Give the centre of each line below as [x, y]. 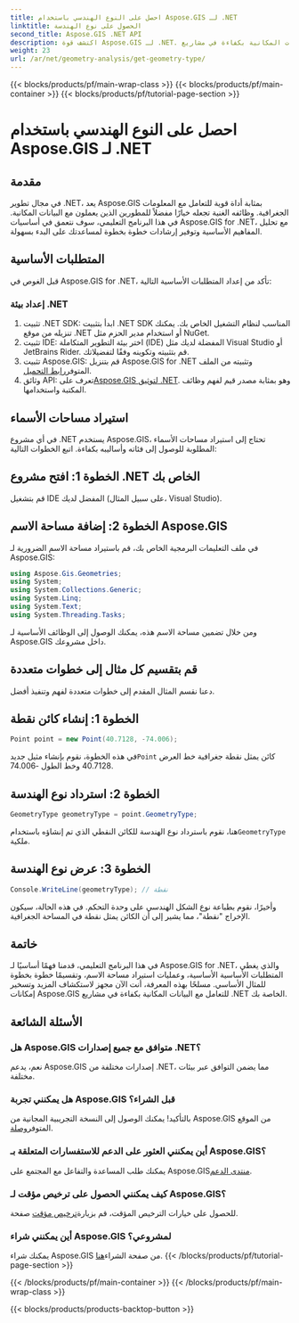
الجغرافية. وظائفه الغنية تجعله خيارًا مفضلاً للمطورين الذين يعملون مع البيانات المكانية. [149, 212]
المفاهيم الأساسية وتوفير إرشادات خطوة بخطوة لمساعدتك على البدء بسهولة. [136, 231]
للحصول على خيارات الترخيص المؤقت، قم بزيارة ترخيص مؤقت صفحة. [124, 1213]
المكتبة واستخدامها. [55, 390]
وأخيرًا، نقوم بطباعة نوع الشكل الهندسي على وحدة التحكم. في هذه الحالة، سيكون [143, 907]
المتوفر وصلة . [32, 1128]
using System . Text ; [46, 607]
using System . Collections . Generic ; [76, 590]
